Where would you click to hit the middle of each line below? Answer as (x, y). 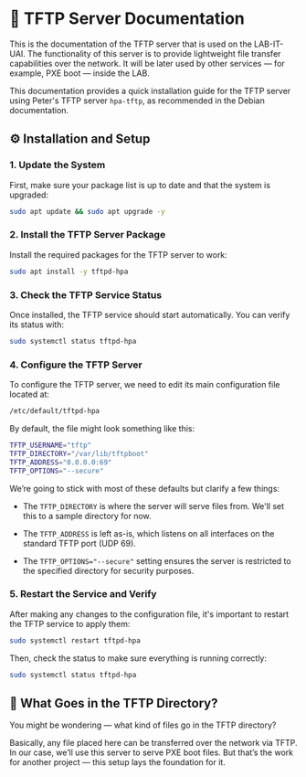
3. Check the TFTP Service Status (86, 294)
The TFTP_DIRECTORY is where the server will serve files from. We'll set (153, 506)
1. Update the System (58, 165)
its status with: (37, 325)
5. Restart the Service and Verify (83, 594)
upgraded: (29, 195)
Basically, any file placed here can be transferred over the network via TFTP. (153, 743)
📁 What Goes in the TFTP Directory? (114, 703)
